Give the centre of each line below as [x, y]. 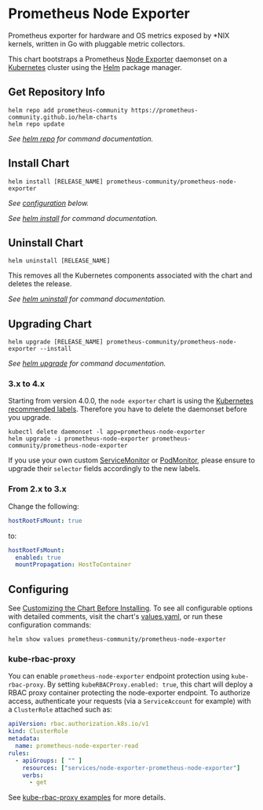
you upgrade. [30, 418]
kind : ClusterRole [38, 731]
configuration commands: [50, 625]
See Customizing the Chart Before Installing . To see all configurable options [131, 608]
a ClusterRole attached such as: [60, 709]
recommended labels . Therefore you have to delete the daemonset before [128, 409]
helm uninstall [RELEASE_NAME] [59, 261]
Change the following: [44, 506]
